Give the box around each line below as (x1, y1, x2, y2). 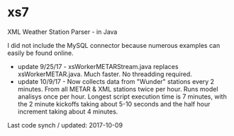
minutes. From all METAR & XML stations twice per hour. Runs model (17, 85, 218, 93)
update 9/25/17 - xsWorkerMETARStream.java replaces (17, 62, 179, 70)
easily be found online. (7, 49, 74, 57)
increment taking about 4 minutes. (17, 107, 118, 116)
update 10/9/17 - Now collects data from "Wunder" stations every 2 (17, 77, 215, 85)
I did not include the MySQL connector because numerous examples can (7, 41, 221, 49)
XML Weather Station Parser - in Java (7, 27, 118, 36)
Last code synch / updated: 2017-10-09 (7, 120, 123, 129)
